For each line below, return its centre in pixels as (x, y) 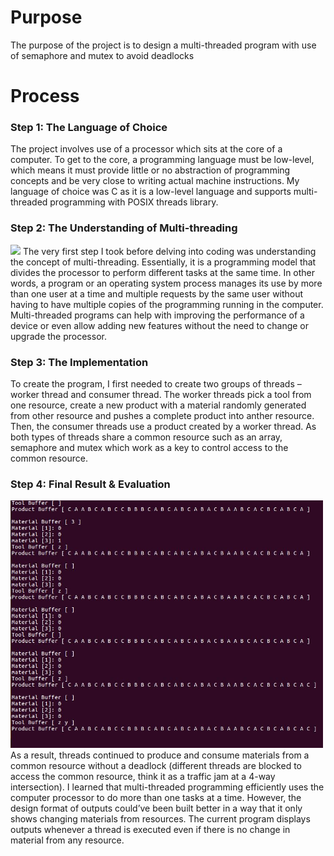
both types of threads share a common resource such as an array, (146, 437)
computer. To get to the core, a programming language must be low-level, (162, 160)
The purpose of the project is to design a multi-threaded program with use (163, 45)
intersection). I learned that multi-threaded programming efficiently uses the (167, 787)
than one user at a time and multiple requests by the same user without (157, 293)
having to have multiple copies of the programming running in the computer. (167, 304)
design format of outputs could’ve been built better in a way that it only (156, 808)
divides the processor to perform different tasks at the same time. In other (163, 272)
